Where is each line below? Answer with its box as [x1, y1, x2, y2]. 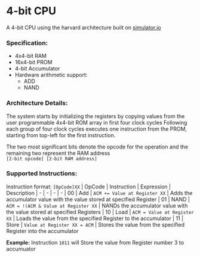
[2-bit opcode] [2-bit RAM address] [6, 156, 97, 162]
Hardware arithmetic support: [14, 72, 88, 79]
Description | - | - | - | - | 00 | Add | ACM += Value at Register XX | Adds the [6, 189, 193, 196]
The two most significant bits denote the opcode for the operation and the [6, 143, 189, 150]
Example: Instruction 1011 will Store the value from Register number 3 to [6, 239, 184, 246]
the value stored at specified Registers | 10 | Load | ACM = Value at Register [6, 208, 194, 215]
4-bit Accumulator [14, 65, 60, 72]
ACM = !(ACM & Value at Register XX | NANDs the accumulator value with [6, 202, 188, 209]
